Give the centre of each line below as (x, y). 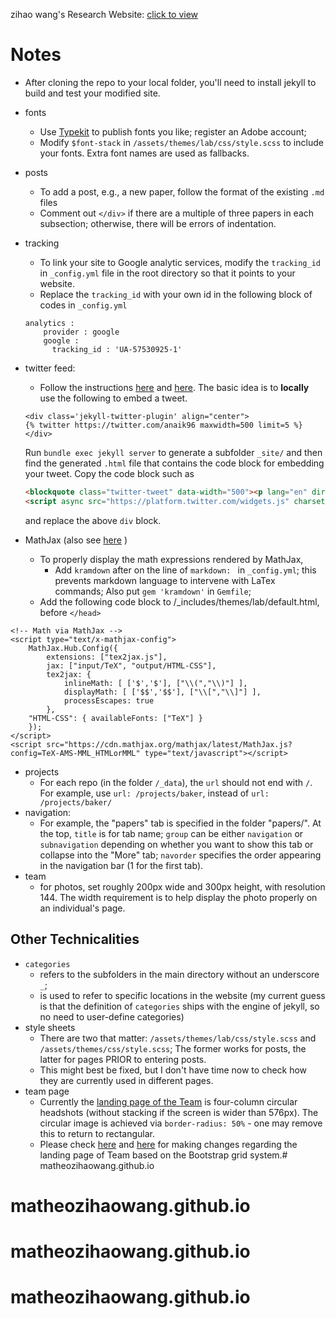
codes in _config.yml (83, 305)
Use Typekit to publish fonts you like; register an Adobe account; (173, 131)
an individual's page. (82, 908)
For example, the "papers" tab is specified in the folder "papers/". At (180, 823)
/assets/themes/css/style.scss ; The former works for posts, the (173, 1048)
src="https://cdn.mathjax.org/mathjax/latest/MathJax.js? (169, 744)
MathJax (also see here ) (76, 540)
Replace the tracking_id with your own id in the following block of (176, 294)
